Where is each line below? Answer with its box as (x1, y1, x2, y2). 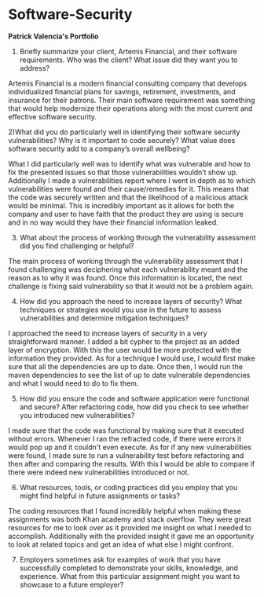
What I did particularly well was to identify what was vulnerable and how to (8, 159, 251, 168)
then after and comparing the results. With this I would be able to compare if (8, 459, 255, 468)
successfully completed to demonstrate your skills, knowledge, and (19, 563, 238, 573)
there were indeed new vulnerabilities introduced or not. (8, 467, 190, 477)
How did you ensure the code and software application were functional (19, 394, 250, 403)
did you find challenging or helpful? (19, 241, 134, 251)
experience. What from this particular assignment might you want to (19, 571, 240, 581)
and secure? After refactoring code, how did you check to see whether (19, 402, 249, 412)
